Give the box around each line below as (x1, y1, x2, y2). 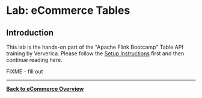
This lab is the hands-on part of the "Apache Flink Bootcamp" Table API (6, 43, 183, 51)
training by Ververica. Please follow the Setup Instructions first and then (6, 50, 185, 57)
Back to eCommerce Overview (6, 85, 84, 92)
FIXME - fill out (6, 68, 43, 75)
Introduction (6, 28, 54, 38)
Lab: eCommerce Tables (6, 4, 130, 17)
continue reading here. (6, 57, 63, 63)
